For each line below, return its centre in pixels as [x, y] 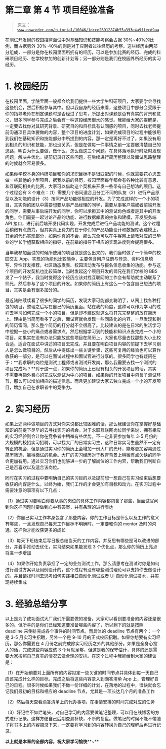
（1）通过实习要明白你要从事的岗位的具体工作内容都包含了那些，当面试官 [80, 501]
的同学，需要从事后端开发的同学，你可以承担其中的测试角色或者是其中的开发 [83, 211]
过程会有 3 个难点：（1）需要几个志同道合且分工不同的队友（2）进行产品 [82, 192]
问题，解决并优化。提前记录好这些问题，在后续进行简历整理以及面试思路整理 [83, 157]
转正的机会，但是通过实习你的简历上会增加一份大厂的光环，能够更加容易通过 [83, 448]
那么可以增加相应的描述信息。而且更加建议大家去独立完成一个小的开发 [85, 381]
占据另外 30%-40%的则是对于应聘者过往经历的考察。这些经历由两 [86, 46]
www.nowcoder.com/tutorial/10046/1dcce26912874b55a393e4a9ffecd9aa [88, 30]
